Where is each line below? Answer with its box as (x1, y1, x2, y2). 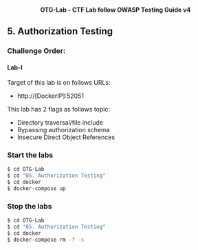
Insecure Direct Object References (16, 133, 115, 141)
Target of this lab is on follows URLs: (7, 79, 111, 87)
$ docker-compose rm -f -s (7, 236, 85, 243)
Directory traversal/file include (16, 118, 103, 127)
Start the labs (7, 150, 54, 160)
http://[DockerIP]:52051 (16, 92, 85, 100)
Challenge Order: (7, 45, 66, 55)
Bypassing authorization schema (16, 126, 110, 134)
